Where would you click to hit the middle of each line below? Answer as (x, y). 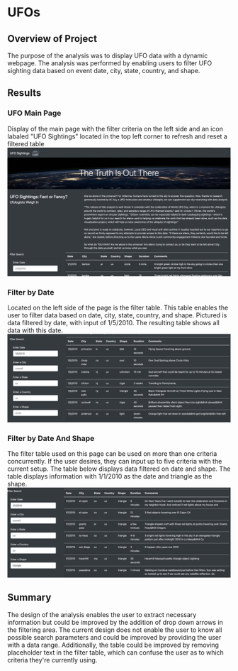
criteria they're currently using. (52, 660)
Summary (29, 598)
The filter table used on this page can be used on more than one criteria (112, 454)
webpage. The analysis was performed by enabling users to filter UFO (110, 63)
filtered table (26, 143)
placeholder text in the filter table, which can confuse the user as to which (116, 652)
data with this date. (35, 330)
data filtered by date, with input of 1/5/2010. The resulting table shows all (113, 322)
